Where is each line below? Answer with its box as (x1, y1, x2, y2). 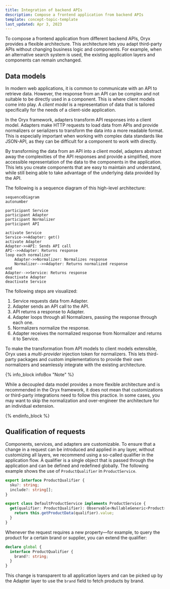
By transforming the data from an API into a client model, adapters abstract (5, 148, 162, 154)
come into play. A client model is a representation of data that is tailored (5, 102, 155, 108)
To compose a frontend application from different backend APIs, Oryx (5, 36, 151, 42)
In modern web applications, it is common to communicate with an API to (5, 85, 157, 91)
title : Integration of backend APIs (5, 7, 82, 13)
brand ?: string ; (14, 554, 49, 559)
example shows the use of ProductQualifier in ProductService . (5, 468, 137, 474)
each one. (12, 319, 34, 325)
